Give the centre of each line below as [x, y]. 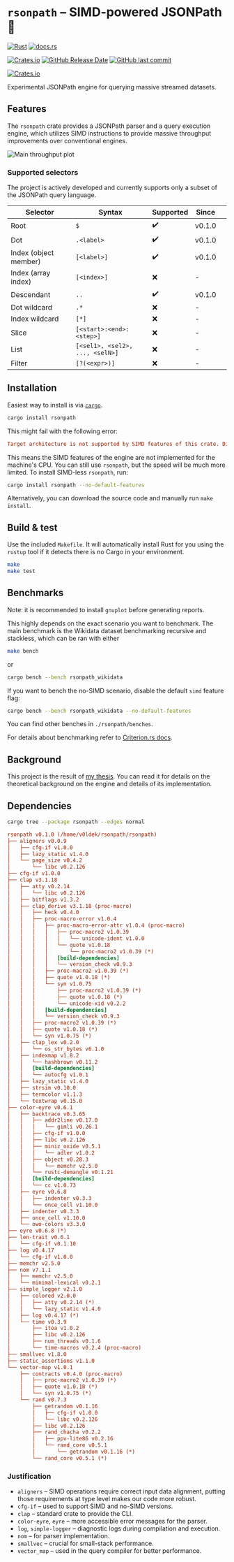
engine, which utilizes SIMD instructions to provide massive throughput [109, 133]
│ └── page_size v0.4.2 [45, 860]
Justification [29, 1476]
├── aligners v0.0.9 [37, 841]
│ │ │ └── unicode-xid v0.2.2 [67, 1004]
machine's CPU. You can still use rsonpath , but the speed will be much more [116, 465]
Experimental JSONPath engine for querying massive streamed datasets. [112, 87]
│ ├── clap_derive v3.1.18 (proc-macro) [70, 906]
